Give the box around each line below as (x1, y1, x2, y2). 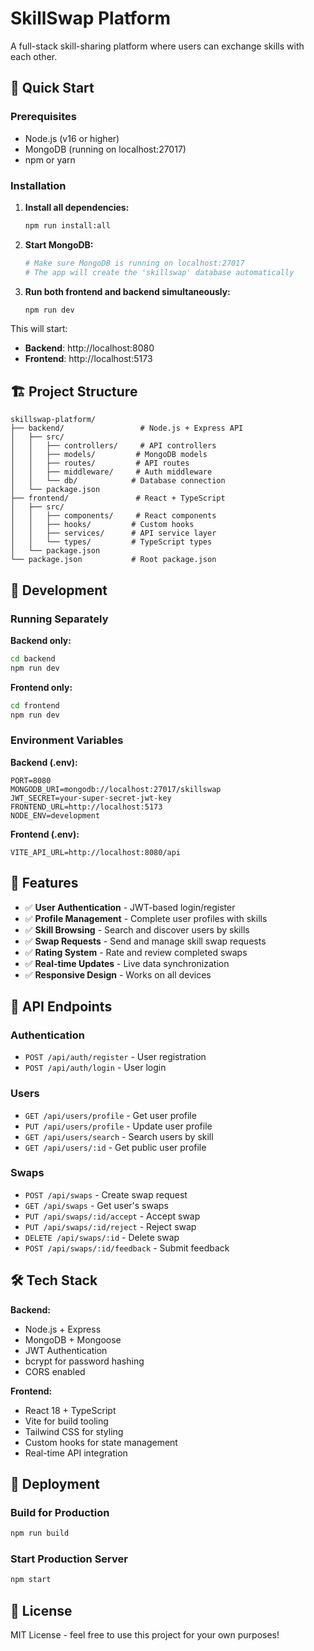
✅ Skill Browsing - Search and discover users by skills (24, 923, 250, 936)
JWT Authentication (24, 1344, 108, 1356)
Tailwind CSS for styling (24, 1425, 124, 1437)
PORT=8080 (10, 775, 52, 786)
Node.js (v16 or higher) (24, 132, 120, 144)
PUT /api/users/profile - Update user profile (24, 1120, 213, 1132)
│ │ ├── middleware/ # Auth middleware (10, 467, 213, 477)
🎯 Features (10, 875, 79, 892)
